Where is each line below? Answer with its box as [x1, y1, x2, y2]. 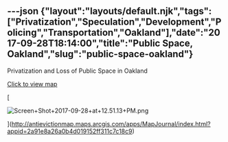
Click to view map [7, 80, 58, 88]
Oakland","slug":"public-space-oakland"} [7, 48, 194, 60]
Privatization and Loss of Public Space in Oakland [7, 67, 148, 75]
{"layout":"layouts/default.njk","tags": [40, 5, 212, 17]
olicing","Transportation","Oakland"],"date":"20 [7, 27, 221, 38]
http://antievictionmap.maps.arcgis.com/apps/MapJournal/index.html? [11, 119, 211, 128]
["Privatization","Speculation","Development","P [7, 16, 222, 28]
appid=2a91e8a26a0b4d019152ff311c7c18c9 [7, 127, 133, 135]
